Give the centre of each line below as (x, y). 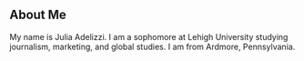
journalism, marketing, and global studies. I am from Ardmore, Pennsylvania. (152, 46)
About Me (38, 15)
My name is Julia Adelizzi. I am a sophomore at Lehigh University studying (149, 36)
